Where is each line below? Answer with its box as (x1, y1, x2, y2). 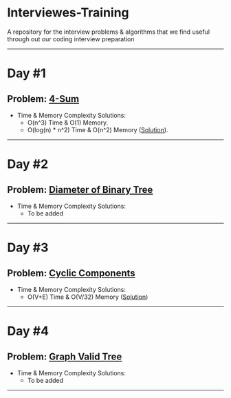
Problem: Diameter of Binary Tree (7, 184, 153, 196)
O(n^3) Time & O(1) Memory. (27, 118, 109, 127)
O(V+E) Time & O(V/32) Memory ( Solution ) (27, 293, 148, 301)
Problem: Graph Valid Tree (7, 350, 122, 362)
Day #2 (7, 156, 49, 172)
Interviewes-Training (7, 5, 129, 21)
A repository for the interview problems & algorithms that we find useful (7, 28, 210, 36)
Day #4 (7, 324, 49, 339)
